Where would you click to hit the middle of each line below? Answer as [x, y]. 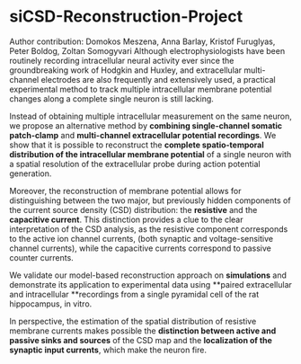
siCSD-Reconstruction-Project [126, 17]
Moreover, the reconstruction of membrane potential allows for [125, 191]
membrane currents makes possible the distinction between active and [143, 331]
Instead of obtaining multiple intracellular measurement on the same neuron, [150, 116]
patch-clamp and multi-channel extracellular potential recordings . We [143, 135]
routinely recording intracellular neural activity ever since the [122, 60]
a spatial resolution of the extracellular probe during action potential [135, 164]
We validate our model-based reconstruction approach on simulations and [148, 275]
